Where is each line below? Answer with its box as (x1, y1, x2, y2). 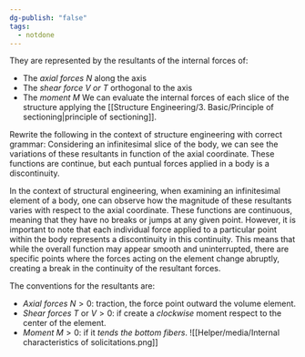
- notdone (17, 30, 55, 39)
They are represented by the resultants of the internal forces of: (9, 56, 249, 66)
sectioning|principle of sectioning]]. (22, 111, 158, 123)
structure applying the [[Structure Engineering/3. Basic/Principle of (22, 102, 275, 113)
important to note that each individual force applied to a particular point (9, 224, 278, 235)
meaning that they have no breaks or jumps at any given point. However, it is (9, 215, 296, 226)
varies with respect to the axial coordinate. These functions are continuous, (9, 205, 293, 216)
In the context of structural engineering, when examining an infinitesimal (9, 186, 280, 197)
